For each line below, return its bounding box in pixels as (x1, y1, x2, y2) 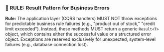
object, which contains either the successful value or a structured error (5, 31, 151, 37)
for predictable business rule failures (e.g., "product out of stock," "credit (5, 21, 156, 26)
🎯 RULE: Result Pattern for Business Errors (5, 4, 110, 11)
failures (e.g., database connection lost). (5, 42, 88, 48)
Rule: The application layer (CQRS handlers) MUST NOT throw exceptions (5, 16, 157, 22)
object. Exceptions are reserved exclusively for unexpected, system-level (5, 36, 156, 42)
